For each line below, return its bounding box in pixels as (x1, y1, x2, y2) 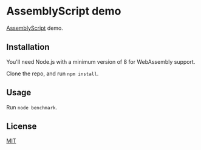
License (6, 121, 37, 131)
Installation (6, 42, 50, 52)
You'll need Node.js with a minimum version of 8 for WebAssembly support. (6, 58, 196, 65)
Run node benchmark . (6, 103, 58, 111)
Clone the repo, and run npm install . (6, 70, 99, 77)
